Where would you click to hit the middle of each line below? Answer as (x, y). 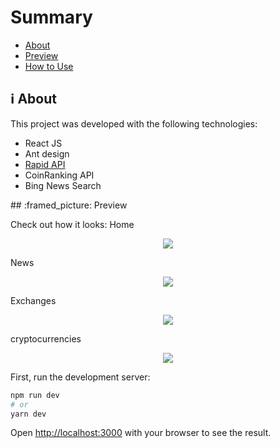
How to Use (49, 66)
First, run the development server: (80, 377)
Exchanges (33, 300)
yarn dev (28, 414)
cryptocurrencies (46, 338)
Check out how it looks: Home (72, 224)
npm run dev (35, 395)
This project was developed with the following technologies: (134, 123)
